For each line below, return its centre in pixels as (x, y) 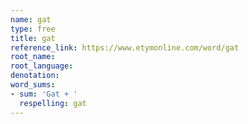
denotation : (35, 76)
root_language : (42, 66)
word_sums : (33, 85)
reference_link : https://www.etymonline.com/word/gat (125, 47)
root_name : (33, 57)
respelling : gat (53, 103)
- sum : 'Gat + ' (44, 94)
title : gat (33, 38)
